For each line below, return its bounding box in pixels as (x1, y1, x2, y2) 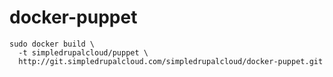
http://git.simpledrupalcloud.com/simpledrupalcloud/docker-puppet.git (18, 56, 324, 66)
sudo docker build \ (9, 39, 96, 49)
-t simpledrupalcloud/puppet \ (18, 47, 149, 58)
